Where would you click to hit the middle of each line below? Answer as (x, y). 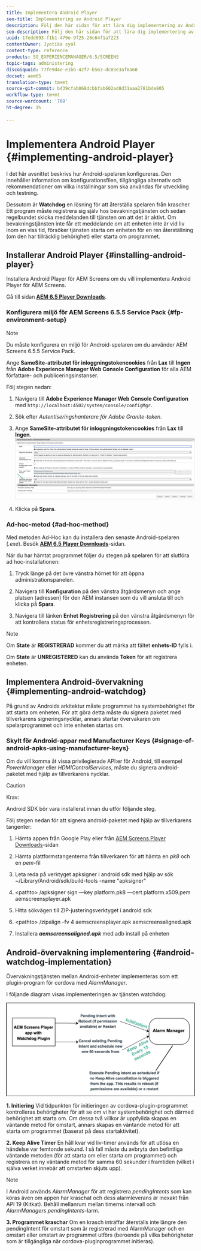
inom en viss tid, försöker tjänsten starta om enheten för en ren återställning (100, 230)
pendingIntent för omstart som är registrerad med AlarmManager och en (95, 1229)
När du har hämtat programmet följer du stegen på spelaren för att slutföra (98, 555)
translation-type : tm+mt (37, 82)
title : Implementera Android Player (52, 13)
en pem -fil (28, 863)
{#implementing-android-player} (90, 157)
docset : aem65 (24, 76)
